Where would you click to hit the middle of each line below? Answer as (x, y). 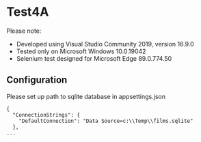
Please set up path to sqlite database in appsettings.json (86, 96)
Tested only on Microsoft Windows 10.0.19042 (81, 51)
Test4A (28, 12)
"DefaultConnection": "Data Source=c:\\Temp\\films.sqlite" (106, 121)
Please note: (24, 31)
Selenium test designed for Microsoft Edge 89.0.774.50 (94, 58)
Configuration (37, 80)
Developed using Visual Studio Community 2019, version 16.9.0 (105, 44)
